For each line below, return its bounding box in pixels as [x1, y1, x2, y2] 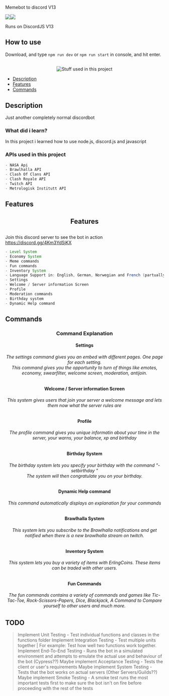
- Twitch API [5, 181, 33, 186]
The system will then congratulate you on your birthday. [26, 473, 143, 479]
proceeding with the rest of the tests [17, 685, 93, 691]
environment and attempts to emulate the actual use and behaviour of [17, 653, 162, 659]
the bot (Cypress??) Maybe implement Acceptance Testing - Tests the [17, 659, 163, 665]
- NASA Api [5, 162, 28, 168]
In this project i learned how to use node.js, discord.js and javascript [5, 139, 147, 145]
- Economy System [5, 254, 42, 259]
